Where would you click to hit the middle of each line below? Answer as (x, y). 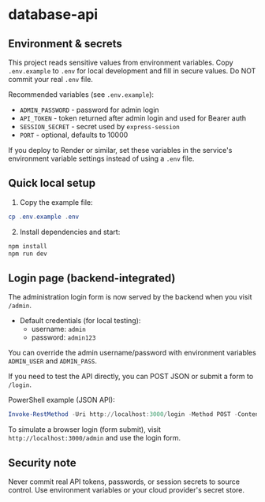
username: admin (59, 329)
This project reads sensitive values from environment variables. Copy (121, 62)
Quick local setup (52, 183)
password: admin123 (63, 337)
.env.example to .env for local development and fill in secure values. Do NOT (132, 71)
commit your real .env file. (50, 79)
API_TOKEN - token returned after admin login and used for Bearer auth (133, 118)
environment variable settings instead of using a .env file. (101, 158)
